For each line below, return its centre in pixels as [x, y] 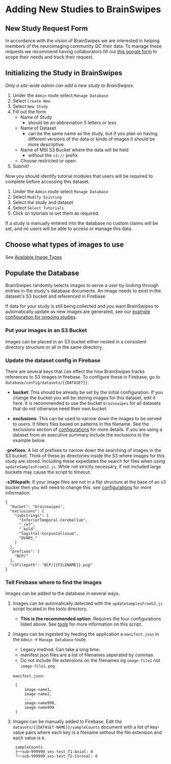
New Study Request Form [47, 28]
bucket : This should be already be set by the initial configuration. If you [88, 393]
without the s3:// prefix [53, 155]
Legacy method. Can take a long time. [60, 650]
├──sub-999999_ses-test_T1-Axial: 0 [54, 752]
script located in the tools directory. [50, 609]
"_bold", [28, 529]
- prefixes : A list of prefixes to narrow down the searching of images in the [83, 450]
